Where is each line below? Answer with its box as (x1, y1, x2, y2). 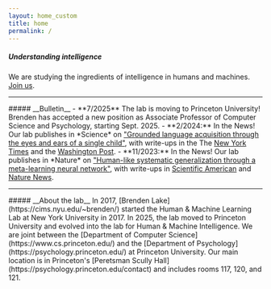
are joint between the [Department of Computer (8, 230, 167, 240)
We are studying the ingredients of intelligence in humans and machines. (8, 72, 250, 82)
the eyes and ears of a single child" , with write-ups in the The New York (8, 138, 247, 148)
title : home (8, 19, 48, 27)
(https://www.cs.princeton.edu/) (8, 239, 115, 249)
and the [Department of (116, 239, 195, 249)
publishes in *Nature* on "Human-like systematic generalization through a (8, 155, 256, 165)
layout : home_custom (8, 11, 78, 20)
